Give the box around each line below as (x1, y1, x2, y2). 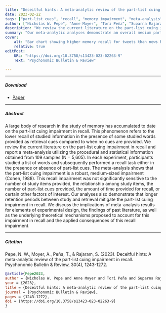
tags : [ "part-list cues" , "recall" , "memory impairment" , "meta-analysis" (5, 16, 163, 21)
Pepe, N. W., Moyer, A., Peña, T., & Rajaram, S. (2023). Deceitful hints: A (5, 251, 152, 257)
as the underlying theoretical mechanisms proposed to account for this (5, 212, 150, 218)
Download (5, 82, 27, 88)
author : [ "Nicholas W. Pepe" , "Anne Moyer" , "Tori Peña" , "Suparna (5, 21, 147, 26)
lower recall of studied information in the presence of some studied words (5, 134, 156, 139)
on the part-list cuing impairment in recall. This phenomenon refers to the (5, 128, 155, 134)
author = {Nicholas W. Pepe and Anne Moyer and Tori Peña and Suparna (5, 276, 154, 281)
